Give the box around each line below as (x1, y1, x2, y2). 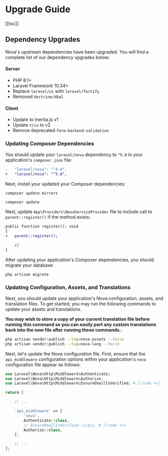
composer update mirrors (5, 191, 58, 196)
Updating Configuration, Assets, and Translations (5, 284, 131, 291)
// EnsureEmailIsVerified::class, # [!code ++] (23, 422, 126, 428)
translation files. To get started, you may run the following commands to (5, 300, 156, 307)
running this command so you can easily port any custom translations (5, 321, 156, 327)
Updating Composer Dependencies (5, 140, 94, 147)
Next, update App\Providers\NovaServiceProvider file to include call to (5, 209, 153, 215)
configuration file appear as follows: (5, 361, 81, 368)
